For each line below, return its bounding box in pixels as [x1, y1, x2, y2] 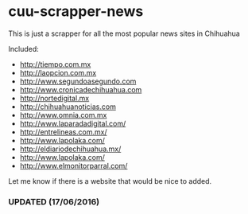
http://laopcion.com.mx [19, 68, 97, 77]
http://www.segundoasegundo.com [19, 76, 137, 86]
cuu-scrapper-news [8, 2, 144, 21]
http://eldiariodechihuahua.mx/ [19, 144, 122, 154]
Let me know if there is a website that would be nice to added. [8, 176, 212, 185]
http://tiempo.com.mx [19, 59, 91, 69]
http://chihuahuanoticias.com [19, 102, 117, 111]
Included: [8, 44, 40, 53]
